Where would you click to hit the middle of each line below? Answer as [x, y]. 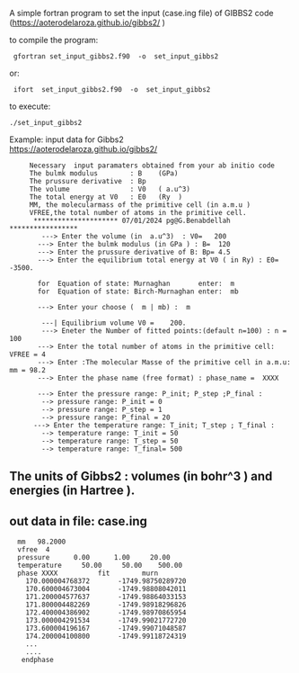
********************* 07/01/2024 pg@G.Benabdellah [132, 220]
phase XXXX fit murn [88, 574]
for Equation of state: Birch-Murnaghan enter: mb [138, 292]
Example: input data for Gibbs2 [66, 139]
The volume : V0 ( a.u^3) [110, 189]
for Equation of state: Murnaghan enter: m [136, 283]
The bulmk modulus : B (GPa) [104, 174]
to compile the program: [54, 40]
